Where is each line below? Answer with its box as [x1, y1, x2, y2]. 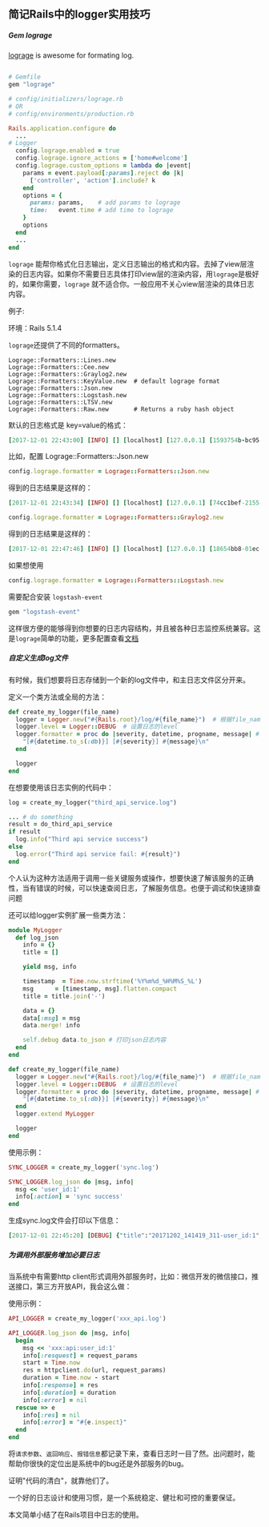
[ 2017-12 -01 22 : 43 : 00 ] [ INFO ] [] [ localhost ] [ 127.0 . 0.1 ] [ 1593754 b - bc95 [8, 436, 260, 444]
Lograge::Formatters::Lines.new [8, 356, 116, 364]
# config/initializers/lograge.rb [8, 95, 124, 103]
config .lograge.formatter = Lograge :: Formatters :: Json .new [8, 468, 210, 476]
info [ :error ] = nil [22, 1396, 88, 1404]
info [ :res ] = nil [22, 1411, 81, 1419]
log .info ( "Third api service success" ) [15, 835, 149, 843]
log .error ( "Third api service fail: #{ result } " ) [15, 850, 181, 858]
